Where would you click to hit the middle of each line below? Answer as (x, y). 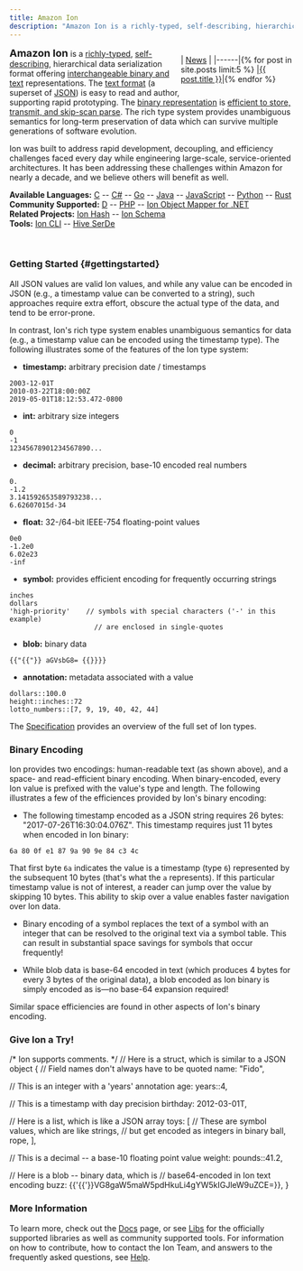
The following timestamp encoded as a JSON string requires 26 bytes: (153, 816)
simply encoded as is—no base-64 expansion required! (125, 989)
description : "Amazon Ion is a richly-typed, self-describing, (131, 26)
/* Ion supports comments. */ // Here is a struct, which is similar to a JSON (148, 1059)
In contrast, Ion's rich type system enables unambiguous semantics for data (150, 329)
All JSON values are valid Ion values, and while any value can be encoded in (151, 283)
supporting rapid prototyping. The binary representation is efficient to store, (150, 102)
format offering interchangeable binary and (89, 73)
